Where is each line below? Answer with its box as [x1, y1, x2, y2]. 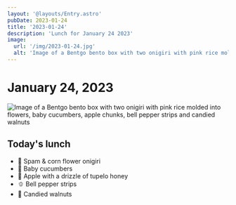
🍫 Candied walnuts [17, 190, 72, 198]
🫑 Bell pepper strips [17, 180, 77, 188]
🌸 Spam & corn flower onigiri [17, 157, 100, 165]
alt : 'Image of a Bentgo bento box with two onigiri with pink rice [13, 50, 218, 57]
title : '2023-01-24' [7, 23, 68, 30]
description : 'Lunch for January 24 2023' [7, 29, 133, 37]
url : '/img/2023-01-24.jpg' [13, 43, 96, 50]
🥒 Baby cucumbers [17, 164, 73, 173]
